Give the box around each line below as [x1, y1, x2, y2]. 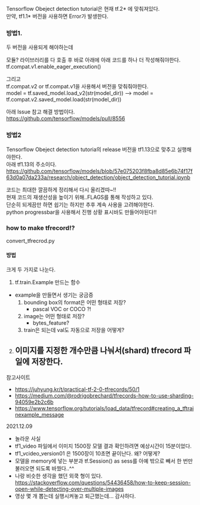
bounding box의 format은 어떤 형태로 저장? [23, 299, 127, 306]
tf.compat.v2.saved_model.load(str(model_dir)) [6, 96, 122, 103]
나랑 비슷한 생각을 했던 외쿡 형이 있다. [14, 472, 103, 479]
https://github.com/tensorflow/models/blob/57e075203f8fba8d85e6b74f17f [6, 167, 193, 174]
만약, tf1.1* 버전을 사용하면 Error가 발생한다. [6, 13, 109, 20]
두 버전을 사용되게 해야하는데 [6, 44, 73, 51]
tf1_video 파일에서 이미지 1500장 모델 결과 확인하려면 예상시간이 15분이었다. [14, 442, 192, 449]
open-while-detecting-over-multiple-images [14, 485, 124, 492]
